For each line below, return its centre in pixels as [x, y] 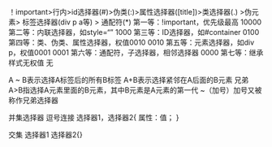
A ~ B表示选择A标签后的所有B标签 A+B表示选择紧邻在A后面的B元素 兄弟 [129, 80]
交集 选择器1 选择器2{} [46, 135]
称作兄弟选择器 [33, 100]
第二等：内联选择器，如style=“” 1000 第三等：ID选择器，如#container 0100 [134, 32]
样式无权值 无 [31, 63]
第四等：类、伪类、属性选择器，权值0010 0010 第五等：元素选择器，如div [132, 42]
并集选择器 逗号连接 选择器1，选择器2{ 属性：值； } [94, 117]
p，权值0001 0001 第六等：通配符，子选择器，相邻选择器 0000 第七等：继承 [136, 52]
